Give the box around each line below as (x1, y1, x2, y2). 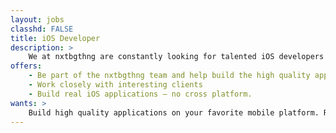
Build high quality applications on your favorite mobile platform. (28, 107, 320, 118)
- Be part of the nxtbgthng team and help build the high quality (28, 71, 311, 81)
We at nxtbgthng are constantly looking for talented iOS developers (28, 52, 325, 62)
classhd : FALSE (10, 24, 74, 34)
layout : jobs (10, 14, 65, 25)
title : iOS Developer (10, 33, 101, 43)
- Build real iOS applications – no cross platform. (28, 89, 253, 99)
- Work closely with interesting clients (28, 80, 203, 90)
